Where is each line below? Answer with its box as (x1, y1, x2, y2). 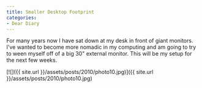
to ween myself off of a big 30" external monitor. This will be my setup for (6, 50, 192, 57)
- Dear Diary (6, 20, 40, 26)
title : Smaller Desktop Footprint (6, 9, 95, 15)
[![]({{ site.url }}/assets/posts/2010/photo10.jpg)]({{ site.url (6, 68, 154, 76)
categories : (6, 15, 37, 21)
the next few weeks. (6, 56, 58, 64)
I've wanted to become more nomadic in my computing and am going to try (6, 43, 196, 51)
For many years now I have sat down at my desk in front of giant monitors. (6, 37, 193, 45)
